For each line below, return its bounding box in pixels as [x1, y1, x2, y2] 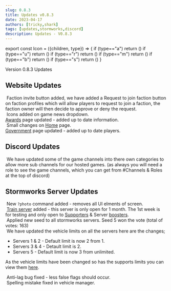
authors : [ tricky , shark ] [5, 22, 58, 27]
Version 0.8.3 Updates [5, 66, 52, 72]
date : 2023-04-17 [5, 17, 42, 22]
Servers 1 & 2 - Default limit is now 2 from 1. [12, 238, 105, 244]
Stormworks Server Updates [5, 187, 98, 196]
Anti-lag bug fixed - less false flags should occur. [6, 274, 111, 280]
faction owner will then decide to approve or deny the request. [5, 106, 137, 112]
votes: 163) [5, 223, 29, 229]
